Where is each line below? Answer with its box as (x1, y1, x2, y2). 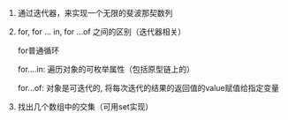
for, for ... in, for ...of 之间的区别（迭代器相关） (17, 26, 186, 37)
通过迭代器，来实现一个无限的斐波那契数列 (17, 8, 173, 18)
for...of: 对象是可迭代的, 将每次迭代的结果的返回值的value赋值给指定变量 (17, 83, 280, 93)
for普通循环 (17, 45, 60, 56)
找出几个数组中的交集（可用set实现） (17, 101, 153, 112)
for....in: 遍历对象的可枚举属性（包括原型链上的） (17, 64, 195, 74)
